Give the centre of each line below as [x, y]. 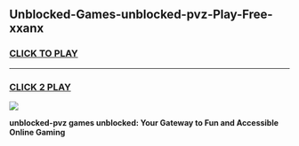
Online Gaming [37, 132]
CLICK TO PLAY [44, 54]
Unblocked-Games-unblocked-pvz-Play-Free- [141, 15]
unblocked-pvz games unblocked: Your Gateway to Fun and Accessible [144, 122]
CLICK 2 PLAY [40, 87]
